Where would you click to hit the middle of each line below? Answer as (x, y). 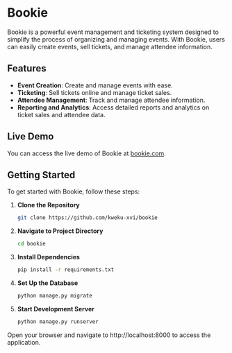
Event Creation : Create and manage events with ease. (95, 85)
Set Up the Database (48, 283)
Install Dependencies (48, 257)
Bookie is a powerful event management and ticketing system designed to (113, 32)
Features (27, 68)
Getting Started (41, 175)
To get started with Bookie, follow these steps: (74, 191)
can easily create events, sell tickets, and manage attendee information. (110, 46)
